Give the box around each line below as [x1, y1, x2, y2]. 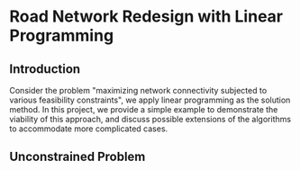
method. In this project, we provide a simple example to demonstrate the [9, 104, 278, 114]
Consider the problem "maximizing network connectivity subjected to [9, 85, 268, 95]
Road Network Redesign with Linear [9, 6, 284, 27]
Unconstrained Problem [9, 149, 146, 165]
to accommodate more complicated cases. [9, 123, 168, 134]
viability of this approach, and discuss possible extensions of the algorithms [9, 114, 291, 124]
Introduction [9, 61, 81, 76]
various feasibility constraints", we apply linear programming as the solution [9, 94, 291, 105]
